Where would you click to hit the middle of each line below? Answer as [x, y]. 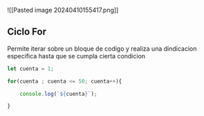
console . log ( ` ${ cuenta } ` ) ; [58, 94]
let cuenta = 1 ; [30, 69]
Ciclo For [27, 32]
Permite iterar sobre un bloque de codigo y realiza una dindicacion [102, 49]
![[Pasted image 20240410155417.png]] [63, 10]
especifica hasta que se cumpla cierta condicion [76, 56]
